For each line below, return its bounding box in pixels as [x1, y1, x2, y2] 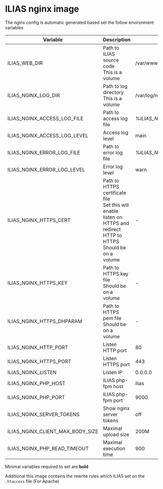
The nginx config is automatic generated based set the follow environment [5, 19, 154, 25]
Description [103, 36, 131, 43]
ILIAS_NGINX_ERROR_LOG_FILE [7, 149, 81, 156]
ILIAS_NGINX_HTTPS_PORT [7, 358, 71, 365]
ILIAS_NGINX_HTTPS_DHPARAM [7, 318, 82, 324]
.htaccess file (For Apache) [5, 478, 60, 484]
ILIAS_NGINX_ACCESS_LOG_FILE [7, 115, 84, 122]
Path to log [103, 83, 128, 90]
